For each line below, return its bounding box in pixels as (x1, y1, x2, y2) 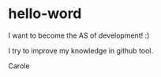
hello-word (8, 5, 82, 23)
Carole (8, 60, 30, 71)
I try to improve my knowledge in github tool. (8, 46, 154, 55)
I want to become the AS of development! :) (8, 31, 150, 40)
